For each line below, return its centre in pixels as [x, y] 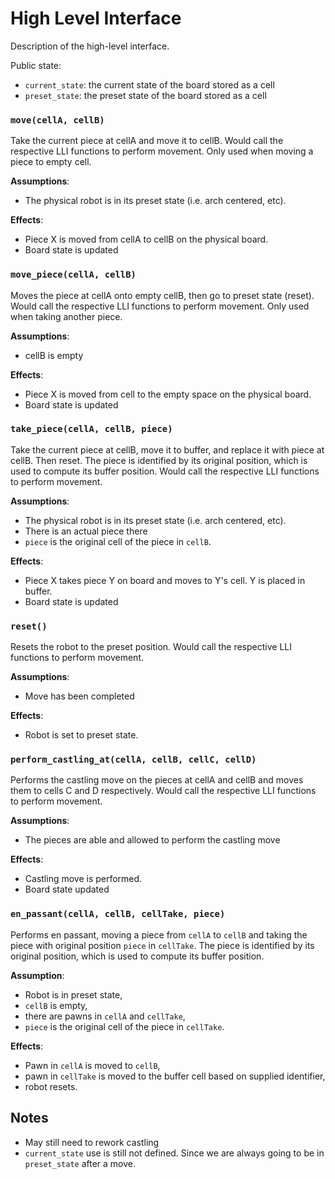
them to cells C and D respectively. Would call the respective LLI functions [163, 791]
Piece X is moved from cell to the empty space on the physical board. [168, 394]
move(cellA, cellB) [57, 120]
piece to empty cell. [51, 162]
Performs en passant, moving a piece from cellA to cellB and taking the [159, 934]
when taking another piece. [66, 316]
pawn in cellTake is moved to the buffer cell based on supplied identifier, [175, 1076]
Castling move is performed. [83, 879]
